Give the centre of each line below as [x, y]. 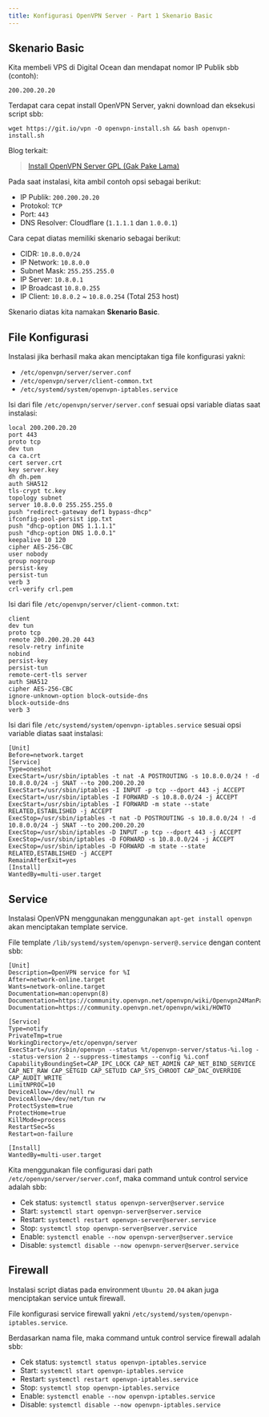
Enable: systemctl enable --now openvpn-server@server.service [126, 1237]
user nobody [28, 554]
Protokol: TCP [41, 206]
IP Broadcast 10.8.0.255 [60, 288]
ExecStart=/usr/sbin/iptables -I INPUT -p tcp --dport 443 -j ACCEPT [127, 791]
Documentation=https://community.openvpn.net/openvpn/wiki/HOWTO [119, 1008]
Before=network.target [46, 755]
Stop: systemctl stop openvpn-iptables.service [100, 1387]
